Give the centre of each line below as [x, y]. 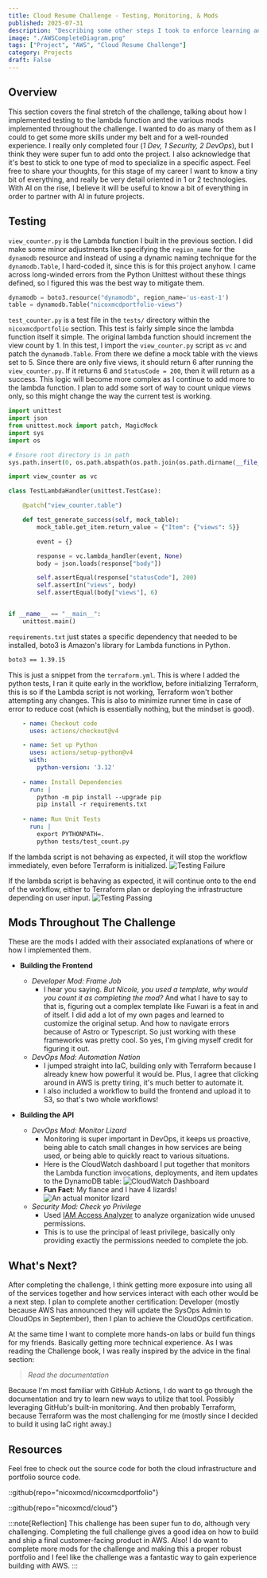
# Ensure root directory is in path [69, 455]
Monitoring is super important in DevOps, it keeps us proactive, [147, 1139]
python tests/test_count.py [83, 842]
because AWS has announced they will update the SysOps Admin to [120, 1310]
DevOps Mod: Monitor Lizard [79, 1131]
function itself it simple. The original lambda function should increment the [130, 337]
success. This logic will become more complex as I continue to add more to [132, 379]
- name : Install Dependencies [73, 782]
